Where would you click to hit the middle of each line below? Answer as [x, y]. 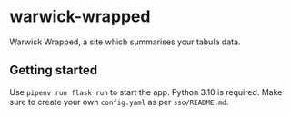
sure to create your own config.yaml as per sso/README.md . [119, 101]
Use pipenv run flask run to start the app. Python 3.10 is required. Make [146, 92]
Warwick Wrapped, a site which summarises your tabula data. [125, 42]
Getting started [54, 70]
